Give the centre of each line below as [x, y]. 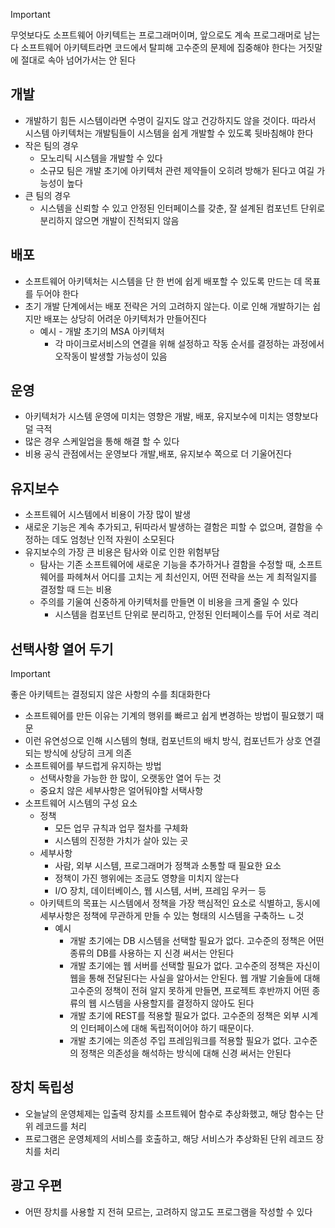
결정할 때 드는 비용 [76, 590]
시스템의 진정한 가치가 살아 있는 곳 [121, 841]
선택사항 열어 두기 [62, 649]
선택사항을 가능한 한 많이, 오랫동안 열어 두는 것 [130, 778]
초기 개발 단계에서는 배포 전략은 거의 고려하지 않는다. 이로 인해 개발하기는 [167, 306]
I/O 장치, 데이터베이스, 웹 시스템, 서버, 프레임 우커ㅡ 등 [160, 891]
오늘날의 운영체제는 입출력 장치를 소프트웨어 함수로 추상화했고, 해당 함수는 [169, 1113]
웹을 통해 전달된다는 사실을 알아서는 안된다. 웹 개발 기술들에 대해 [195, 978]
